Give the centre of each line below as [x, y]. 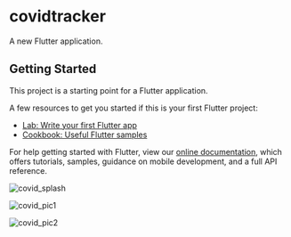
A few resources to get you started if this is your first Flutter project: [133, 108]
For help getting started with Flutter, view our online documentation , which [146, 151]
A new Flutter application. [56, 41]
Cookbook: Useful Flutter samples [85, 135]
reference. [28, 170]
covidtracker [58, 16]
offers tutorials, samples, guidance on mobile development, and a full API [143, 161]
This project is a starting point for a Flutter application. [109, 90]
